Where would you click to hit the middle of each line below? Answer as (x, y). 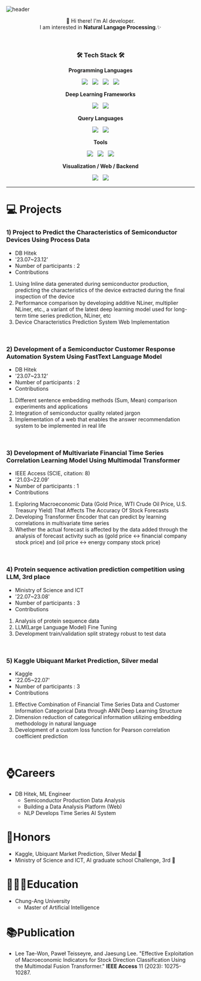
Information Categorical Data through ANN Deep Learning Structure (98, 711)
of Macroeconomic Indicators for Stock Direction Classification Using (100, 959)
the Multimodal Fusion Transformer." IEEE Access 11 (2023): (89, 966)
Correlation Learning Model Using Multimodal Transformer (93, 460)
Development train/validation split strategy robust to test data (90, 633)
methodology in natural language (56, 723)
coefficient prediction (41, 736)
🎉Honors (28, 837)
